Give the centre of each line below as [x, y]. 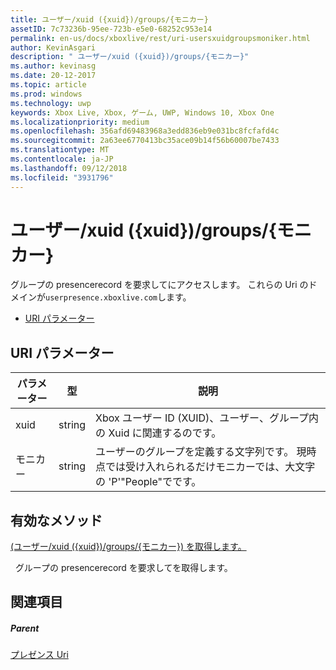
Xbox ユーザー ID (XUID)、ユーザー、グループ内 [207, 418]
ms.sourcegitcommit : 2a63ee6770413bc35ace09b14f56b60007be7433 [145, 141]
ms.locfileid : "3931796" [62, 177]
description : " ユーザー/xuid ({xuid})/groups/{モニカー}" [130, 57]
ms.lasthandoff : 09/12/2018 [69, 168]
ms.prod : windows [46, 94]
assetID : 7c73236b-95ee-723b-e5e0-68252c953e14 [111, 29]
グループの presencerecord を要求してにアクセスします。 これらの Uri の [159, 285]
